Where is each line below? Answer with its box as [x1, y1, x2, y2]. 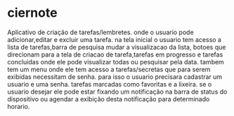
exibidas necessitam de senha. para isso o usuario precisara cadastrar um [7, 72, 223, 81]
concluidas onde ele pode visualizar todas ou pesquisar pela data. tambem [7, 57, 225, 66]
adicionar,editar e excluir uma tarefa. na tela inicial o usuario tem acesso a [7, 35, 221, 43]
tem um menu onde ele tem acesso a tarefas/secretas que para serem [7, 65, 211, 73]
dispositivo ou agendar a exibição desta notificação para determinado [7, 94, 210, 103]
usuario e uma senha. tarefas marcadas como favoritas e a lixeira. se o [7, 80, 212, 88]
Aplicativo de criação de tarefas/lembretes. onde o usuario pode [7, 28, 195, 36]
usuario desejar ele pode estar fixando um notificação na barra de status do [7, 87, 228, 96]
